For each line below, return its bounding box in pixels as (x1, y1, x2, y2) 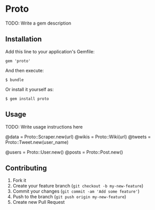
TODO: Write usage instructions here (5, 123, 83, 130)
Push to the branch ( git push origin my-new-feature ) (12, 194, 126, 200)
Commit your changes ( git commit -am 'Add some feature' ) (12, 188, 140, 195)
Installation (5, 35, 42, 44)
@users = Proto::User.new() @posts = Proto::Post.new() (5, 149, 123, 155)
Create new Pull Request (12, 199, 65, 205)
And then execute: (5, 67, 44, 73)
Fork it (12, 177, 27, 183)
